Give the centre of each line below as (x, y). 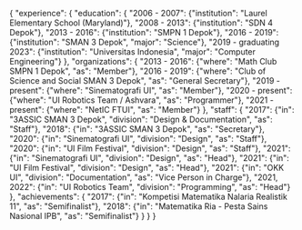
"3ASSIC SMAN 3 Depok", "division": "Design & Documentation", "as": (141, 119)
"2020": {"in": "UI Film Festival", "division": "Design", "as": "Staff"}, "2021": (150, 148)
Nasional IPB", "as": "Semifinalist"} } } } (83, 216)
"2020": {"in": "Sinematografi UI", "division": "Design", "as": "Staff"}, (138, 139)
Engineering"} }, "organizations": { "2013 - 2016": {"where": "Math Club (143, 61)
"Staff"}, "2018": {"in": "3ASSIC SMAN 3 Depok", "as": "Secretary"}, (137, 129)
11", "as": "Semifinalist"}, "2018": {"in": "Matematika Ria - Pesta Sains (139, 206)
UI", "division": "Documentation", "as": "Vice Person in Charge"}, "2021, (144, 177)
